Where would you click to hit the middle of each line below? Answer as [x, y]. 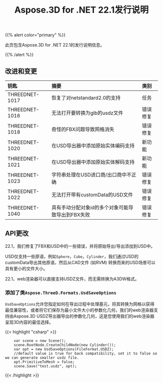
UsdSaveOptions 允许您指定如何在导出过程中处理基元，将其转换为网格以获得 [80, 304]
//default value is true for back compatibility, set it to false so [86, 354]
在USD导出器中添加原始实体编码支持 [93, 146]
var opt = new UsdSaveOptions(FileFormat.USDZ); [64, 350]
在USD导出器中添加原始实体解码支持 [93, 162]
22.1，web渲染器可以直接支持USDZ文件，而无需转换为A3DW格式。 [72, 279]
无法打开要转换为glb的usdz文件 [88, 113]
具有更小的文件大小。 [26, 268]
